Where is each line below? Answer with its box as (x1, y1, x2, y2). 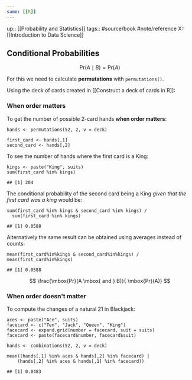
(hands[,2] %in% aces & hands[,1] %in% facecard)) (17, 359, 145, 365)
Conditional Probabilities (6, 49, 100, 59)
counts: (6, 240, 25, 247)
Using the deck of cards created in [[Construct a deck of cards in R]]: (6, 87, 176, 94)
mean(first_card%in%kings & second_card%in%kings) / (6, 251, 139, 257)
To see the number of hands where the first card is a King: (6, 152, 149, 160)
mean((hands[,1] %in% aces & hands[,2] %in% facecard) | (6, 353, 150, 359)
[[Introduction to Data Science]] (6, 31, 84, 38)
